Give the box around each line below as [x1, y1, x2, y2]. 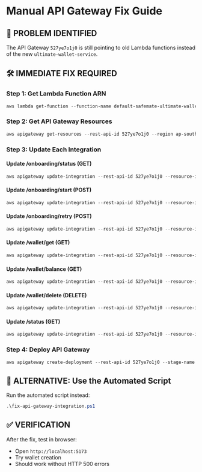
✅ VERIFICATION [6, 420, 70, 430]
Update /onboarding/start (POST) [6, 186, 92, 193]
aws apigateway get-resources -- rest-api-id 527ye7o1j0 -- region [6, 131, 173, 137]
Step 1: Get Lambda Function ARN [6, 89, 106, 98]
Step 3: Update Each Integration [6, 145, 102, 154]
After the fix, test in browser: [6, 435, 77, 443]
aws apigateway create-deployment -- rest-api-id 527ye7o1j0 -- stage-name [6, 359, 195, 365]
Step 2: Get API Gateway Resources [6, 117, 112, 126]
